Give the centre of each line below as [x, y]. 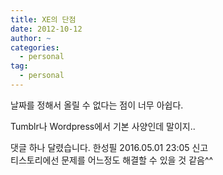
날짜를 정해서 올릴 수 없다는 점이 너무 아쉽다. [97, 105]
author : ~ [31, 38]
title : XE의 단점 [43, 19]
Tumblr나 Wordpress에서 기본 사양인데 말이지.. [103, 126]
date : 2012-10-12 [46, 29]
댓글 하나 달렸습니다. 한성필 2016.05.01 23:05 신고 [109, 147]
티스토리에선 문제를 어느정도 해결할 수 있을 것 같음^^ [112, 160]
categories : [35, 47]
